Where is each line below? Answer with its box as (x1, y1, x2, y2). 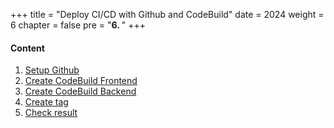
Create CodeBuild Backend (24, 85, 137, 98)
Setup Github (24, 64, 80, 76)
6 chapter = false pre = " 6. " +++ (10, 19, 146, 31)
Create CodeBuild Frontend (24, 75, 138, 87)
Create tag (24, 96, 69, 108)
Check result (24, 107, 78, 119)
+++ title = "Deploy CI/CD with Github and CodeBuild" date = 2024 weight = (10, 9, 325, 20)
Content (10, 42, 45, 54)
